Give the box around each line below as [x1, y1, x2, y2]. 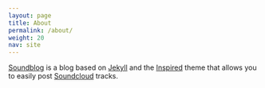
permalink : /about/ [8, 26, 73, 34]
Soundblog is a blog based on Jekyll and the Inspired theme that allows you [8, 63, 257, 72]
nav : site [8, 41, 42, 49]
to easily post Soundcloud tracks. [8, 71, 118, 81]
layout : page [8, 11, 52, 20]
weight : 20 [8, 33, 45, 42]
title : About [8, 19, 52, 27]
